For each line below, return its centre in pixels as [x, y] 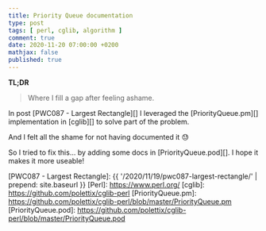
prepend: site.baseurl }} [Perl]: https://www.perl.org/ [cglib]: [106, 184]
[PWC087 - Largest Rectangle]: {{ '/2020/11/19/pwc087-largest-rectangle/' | [133, 176]
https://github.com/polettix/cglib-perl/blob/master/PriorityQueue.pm [120, 201]
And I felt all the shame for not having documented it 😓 [98, 137]
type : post [26, 23]
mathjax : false [33, 52]
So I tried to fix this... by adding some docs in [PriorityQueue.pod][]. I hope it [133, 152]
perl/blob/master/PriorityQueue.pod [67, 218]
